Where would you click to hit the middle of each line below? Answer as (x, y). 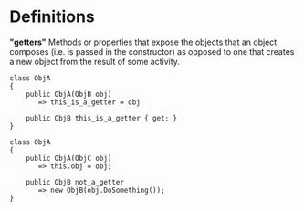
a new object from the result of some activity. (95, 61)
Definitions (52, 17)
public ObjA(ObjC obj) (69, 158)
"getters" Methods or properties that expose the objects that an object (143, 42)
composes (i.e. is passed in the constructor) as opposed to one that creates (152, 51)
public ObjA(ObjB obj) (69, 94)
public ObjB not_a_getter (75, 182)
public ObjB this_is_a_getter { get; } (102, 118)
